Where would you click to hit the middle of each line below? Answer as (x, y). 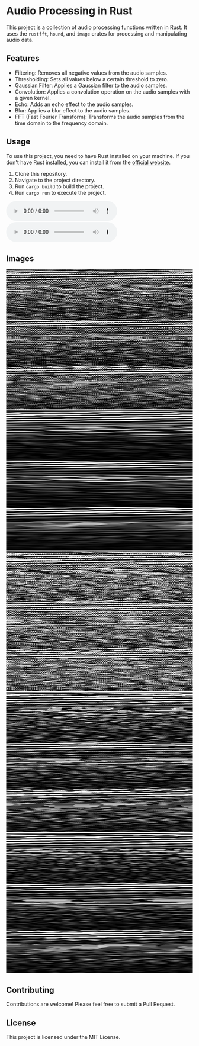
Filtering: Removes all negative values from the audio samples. (91, 73)
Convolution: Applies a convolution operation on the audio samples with (102, 91)
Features (23, 58)
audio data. (20, 40)
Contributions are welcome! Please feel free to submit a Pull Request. (91, 1004)
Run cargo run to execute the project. (60, 192)
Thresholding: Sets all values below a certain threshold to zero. (92, 79)
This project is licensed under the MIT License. (63, 1037)
